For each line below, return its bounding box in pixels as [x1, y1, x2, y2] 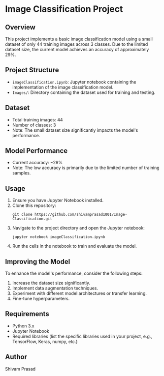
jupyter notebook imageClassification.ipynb [12, 234, 105, 239]
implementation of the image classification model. [12, 84, 114, 90]
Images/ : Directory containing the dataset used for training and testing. [12, 89, 156, 95]
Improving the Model [5, 257, 70, 266]
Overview [5, 23, 36, 31]
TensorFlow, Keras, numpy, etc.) [12, 338, 78, 345]
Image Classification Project [5, 3, 123, 15]
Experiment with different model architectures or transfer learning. [12, 290, 147, 296]
